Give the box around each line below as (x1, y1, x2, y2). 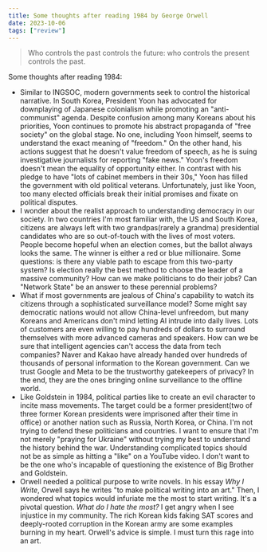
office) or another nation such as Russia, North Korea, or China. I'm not (19, 417, 253, 427)
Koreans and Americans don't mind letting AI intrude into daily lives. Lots (19, 316, 259, 326)
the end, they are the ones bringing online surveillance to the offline (19, 375, 243, 385)
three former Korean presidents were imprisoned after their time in (19, 409, 238, 419)
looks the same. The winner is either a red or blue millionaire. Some (19, 249, 241, 258)
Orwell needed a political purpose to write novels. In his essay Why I (19, 477, 245, 487)
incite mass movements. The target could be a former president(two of (19, 401, 253, 410)
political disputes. (19, 198, 78, 207)
